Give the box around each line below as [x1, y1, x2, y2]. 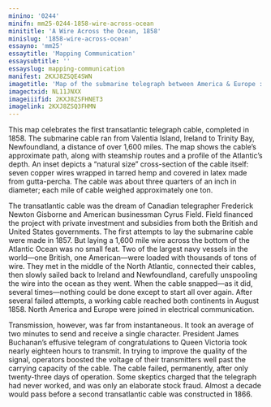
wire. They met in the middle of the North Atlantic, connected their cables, [8, 262, 256, 271]
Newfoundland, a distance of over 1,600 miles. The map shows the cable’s [8, 142, 257, 152]
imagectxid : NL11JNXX [8, 87, 82, 96]
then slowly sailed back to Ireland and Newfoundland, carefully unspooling [8, 270, 258, 280]
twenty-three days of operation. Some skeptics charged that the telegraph [8, 372, 257, 382]
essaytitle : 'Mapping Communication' [8, 50, 136, 58]
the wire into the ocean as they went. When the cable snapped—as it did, [8, 279, 253, 288]
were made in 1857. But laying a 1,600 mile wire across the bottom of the [8, 236, 250, 245]
